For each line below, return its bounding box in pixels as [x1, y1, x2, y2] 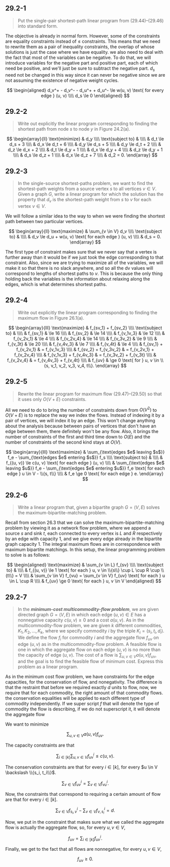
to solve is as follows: [5, 552, 50, 558]
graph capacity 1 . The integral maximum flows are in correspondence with [5, 541, 161, 547]
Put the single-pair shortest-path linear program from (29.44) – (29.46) [17, 17, 164, 23]
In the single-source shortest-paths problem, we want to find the [17, 180, 153, 187]
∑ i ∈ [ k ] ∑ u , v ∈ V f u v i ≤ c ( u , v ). [56, 752, 115, 760]
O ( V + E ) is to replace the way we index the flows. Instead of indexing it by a [5, 412, 165, 418]
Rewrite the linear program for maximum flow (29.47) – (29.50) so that [17, 391, 162, 397]
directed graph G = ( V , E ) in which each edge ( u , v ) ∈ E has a [17, 611, 146, 617]
